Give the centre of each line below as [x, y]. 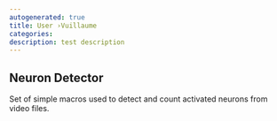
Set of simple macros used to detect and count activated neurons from [138, 99]
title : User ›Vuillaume [53, 26]
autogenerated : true [47, 17]
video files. [29, 109]
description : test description [67, 42]
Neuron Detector [56, 77]
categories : [31, 34]
